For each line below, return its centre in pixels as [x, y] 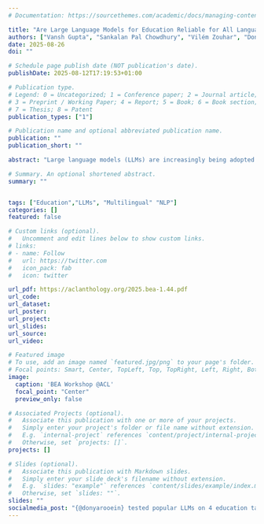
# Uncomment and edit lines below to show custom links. [107, 239]
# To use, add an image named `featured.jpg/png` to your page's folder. [132, 362]
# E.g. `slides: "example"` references [77, 486]
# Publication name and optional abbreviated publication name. [115, 131]
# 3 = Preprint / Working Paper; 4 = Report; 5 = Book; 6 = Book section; [133, 102]
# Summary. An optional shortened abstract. [82, 174]
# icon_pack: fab [40, 268]
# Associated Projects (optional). [66, 413]
